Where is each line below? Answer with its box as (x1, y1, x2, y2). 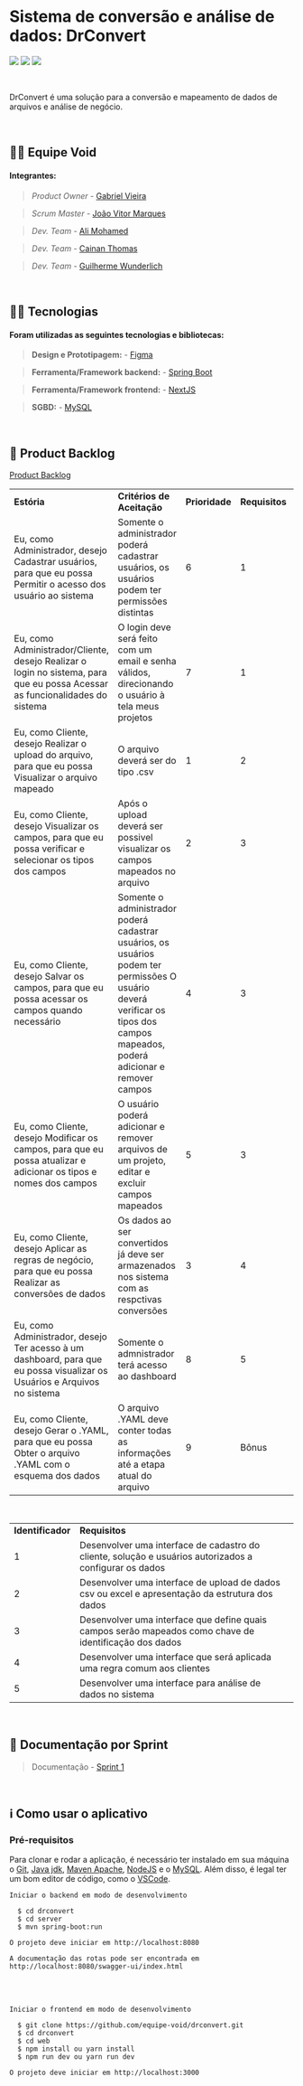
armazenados (117, 1259, 176, 1272)
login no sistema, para (14, 666, 107, 679)
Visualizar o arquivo (14, 771, 97, 784)
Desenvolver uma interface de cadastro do (79, 1538, 261, 1551)
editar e (117, 1165, 151, 1178)
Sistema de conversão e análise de (9, 6, 275, 27)
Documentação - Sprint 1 (31, 1761, 124, 1772)
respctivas (117, 1292, 162, 1305)
